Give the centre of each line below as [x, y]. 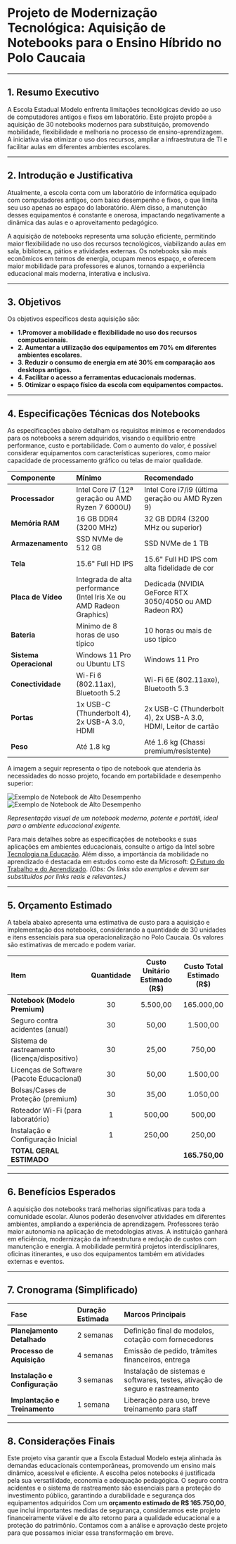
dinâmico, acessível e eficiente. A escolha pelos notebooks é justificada [111, 1473]
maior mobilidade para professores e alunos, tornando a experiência [106, 266]
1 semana [93, 1404]
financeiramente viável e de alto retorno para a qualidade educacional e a [114, 1518]
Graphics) [92, 615]
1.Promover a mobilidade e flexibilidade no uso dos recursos [107, 333]
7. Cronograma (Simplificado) [73, 1290]
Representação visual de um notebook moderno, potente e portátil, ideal [113, 818]
